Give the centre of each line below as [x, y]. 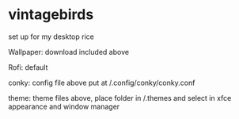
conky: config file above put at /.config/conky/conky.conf [102, 83]
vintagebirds [51, 15]
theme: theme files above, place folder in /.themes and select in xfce [120, 98]
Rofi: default [28, 67]
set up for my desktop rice [51, 36]
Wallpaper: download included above [68, 52]
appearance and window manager [64, 106]
